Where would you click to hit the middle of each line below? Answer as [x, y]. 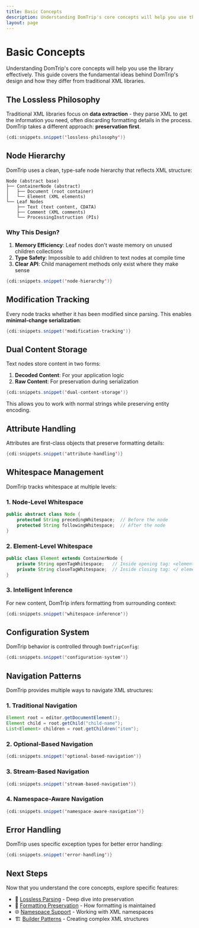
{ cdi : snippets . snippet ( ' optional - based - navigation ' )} [74, 757]
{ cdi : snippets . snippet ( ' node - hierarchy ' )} [59, 281]
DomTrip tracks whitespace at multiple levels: [62, 486]
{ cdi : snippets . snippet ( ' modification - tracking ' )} [69, 331]
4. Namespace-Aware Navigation [55, 799]
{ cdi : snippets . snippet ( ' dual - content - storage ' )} [67, 393]
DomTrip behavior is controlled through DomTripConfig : [73, 646]
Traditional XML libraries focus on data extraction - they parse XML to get [97, 114]
